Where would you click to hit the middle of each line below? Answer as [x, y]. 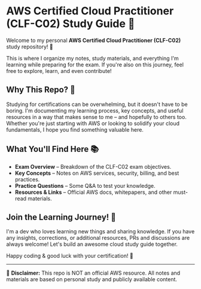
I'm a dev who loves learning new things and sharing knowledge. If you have [100, 232]
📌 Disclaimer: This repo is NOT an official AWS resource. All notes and [93, 273]
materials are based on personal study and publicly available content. [92, 279]
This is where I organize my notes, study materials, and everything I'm [93, 58]
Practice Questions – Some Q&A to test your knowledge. [85, 185]
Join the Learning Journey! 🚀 [61, 217]
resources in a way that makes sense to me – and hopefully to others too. [96, 117]
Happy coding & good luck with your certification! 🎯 [70, 256]
